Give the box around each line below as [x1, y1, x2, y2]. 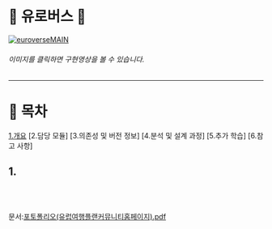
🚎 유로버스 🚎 [8, 7, 87, 26]
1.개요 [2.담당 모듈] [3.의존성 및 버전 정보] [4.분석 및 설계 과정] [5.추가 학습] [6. [8, 131, 257, 141]
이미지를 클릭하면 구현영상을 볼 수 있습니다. [8, 54, 145, 64]
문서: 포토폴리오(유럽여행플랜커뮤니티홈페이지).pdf [8, 211, 167, 221]
